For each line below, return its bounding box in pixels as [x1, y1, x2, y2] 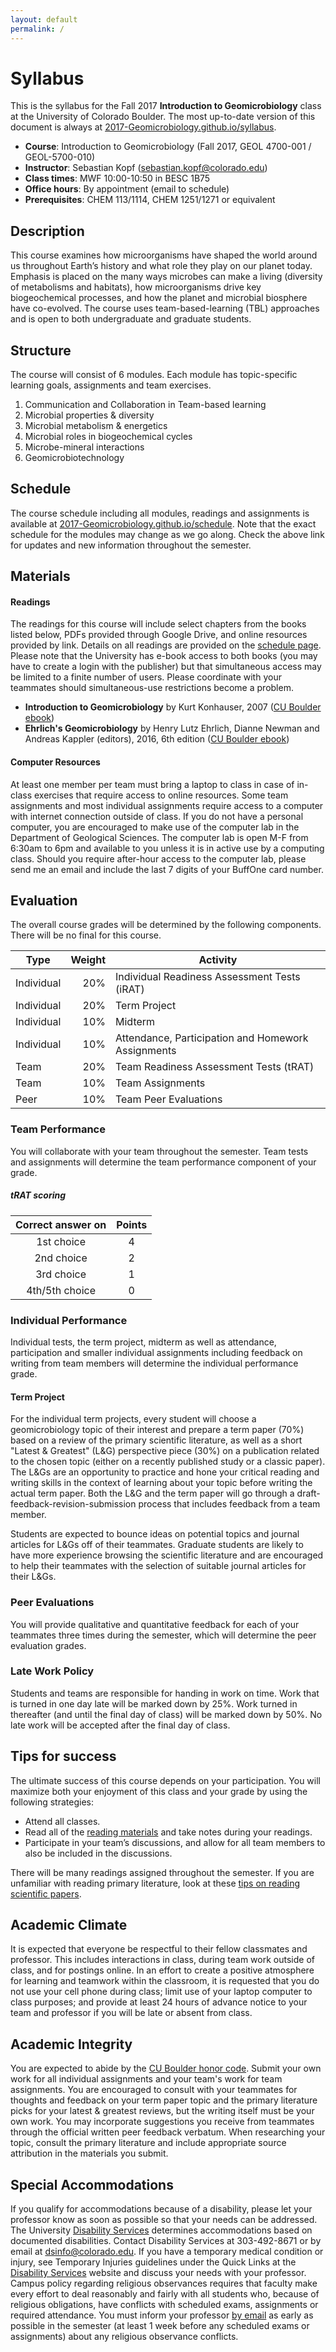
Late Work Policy [10, 1664, 95, 1678]
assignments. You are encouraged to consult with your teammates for [10, 2084, 298, 2096]
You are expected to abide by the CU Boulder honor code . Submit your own [10, 2062, 322, 2075]
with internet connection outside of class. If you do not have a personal [10, 810, 304, 822]
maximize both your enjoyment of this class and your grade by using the [10, 1785, 308, 1797]
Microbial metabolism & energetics [24, 420, 168, 432]
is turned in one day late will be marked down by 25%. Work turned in [10, 1697, 298, 1710]
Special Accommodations [10, 2176, 174, 2193]
